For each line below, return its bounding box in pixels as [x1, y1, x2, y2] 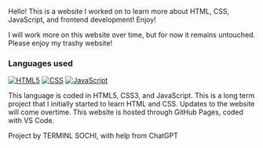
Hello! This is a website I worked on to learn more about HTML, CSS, [8, 7, 230, 16]
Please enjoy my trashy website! [8, 38, 112, 48]
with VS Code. [8, 116, 55, 125]
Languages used [8, 58, 73, 69]
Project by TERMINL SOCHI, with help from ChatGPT [8, 131, 179, 140]
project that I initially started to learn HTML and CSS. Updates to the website [8, 99, 255, 109]
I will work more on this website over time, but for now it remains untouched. [8, 31, 256, 39]
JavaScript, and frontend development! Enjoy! [8, 15, 157, 24]
